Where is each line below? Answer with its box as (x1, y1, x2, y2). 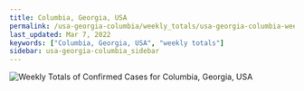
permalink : (9, 22, 51, 31)
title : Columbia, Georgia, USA (9, 13, 128, 23)
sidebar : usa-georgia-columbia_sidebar (9, 47, 160, 56)
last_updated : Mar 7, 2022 (9, 30, 111, 39)
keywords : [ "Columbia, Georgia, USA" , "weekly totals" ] (9, 38, 224, 48)
